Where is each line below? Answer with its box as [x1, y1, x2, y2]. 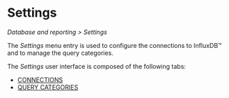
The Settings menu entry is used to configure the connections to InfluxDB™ [7, 41, 222, 49]
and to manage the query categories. [7, 49, 113, 57]
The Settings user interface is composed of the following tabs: [7, 62, 187, 70]
